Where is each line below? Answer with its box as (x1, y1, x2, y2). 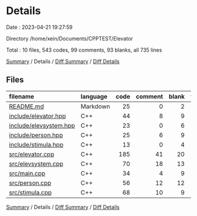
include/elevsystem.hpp (9, 121, 75, 129)
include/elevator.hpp (9, 112, 66, 120)
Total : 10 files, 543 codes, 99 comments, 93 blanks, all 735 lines (6, 46, 162, 54)
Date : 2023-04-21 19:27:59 (6, 24, 73, 31)
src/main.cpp (9, 169, 46, 177)
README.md (9, 102, 44, 110)
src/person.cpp (9, 178, 52, 187)
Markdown (80, 102, 110, 110)
